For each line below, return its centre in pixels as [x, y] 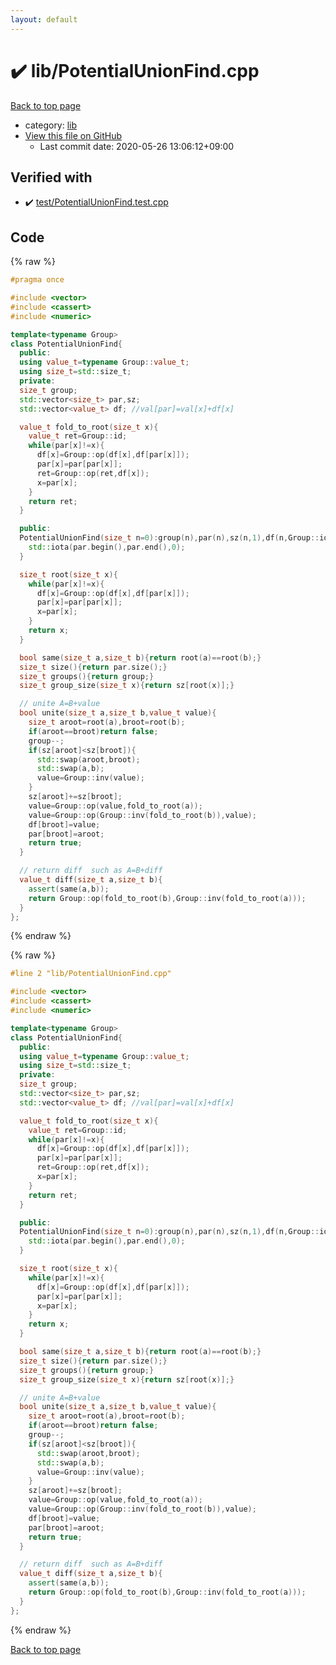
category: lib [51, 125]
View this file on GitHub [73, 135]
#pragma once [37, 280]
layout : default [44, 19]
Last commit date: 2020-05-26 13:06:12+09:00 [137, 146]
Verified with [51, 177]
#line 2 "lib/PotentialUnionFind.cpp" [91, 974]
